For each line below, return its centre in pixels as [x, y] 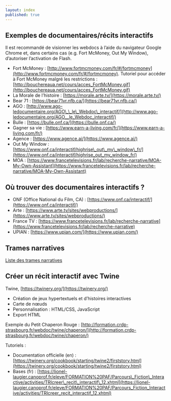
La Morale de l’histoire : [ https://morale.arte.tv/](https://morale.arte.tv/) [87, 95]
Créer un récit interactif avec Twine [62, 276]
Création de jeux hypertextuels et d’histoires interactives [72, 298]
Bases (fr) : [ [26, 371]
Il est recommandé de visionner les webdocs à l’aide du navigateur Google [83, 48]
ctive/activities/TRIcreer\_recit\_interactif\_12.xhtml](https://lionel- [81, 382]
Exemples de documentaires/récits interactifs [79, 35]
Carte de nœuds [30, 304]
